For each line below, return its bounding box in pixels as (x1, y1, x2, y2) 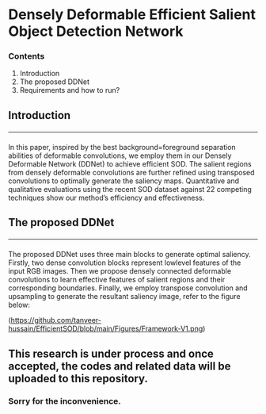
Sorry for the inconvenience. (8, 395, 121, 406)
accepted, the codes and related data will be (8, 359, 231, 373)
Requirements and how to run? (19, 86, 120, 95)
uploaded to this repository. (8, 371, 149, 385)
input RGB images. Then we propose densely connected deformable (8, 266, 232, 276)
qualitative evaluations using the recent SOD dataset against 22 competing (8, 184, 252, 194)
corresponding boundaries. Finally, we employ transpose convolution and (8, 283, 248, 293)
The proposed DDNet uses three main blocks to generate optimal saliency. (8, 250, 251, 259)
